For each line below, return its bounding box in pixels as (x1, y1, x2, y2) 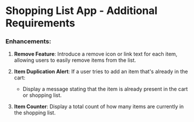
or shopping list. (22, 92, 62, 99)
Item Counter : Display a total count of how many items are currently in (13, 103, 184, 110)
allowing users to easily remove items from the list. (13, 57, 137, 64)
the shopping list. (13, 109, 56, 116)
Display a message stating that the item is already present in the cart (22, 86, 188, 93)
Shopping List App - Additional (5, 4, 158, 18)
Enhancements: (5, 37, 51, 46)
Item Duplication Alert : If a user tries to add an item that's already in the (13, 68, 188, 75)
